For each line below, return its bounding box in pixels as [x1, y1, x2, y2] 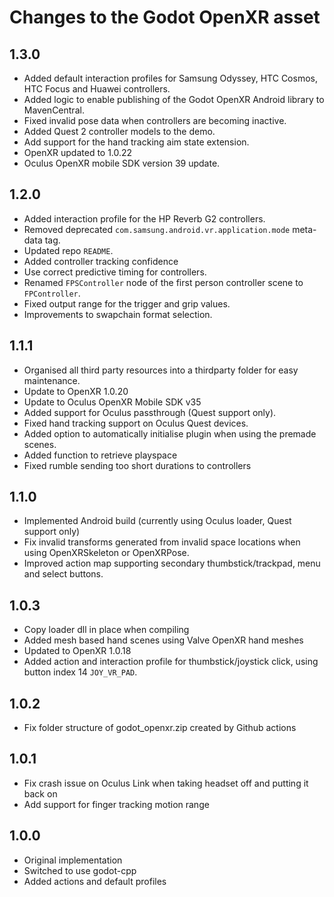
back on [23, 787, 58, 800]
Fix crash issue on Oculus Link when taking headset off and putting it [23, 777, 309, 789]
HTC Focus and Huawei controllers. [23, 83, 171, 95]
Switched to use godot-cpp [23, 864, 137, 876]
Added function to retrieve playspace [23, 449, 178, 461]
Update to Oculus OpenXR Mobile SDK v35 [23, 396, 202, 408]
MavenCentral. [23, 104, 85, 116]
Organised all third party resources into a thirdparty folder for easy [23, 364, 299, 376]
